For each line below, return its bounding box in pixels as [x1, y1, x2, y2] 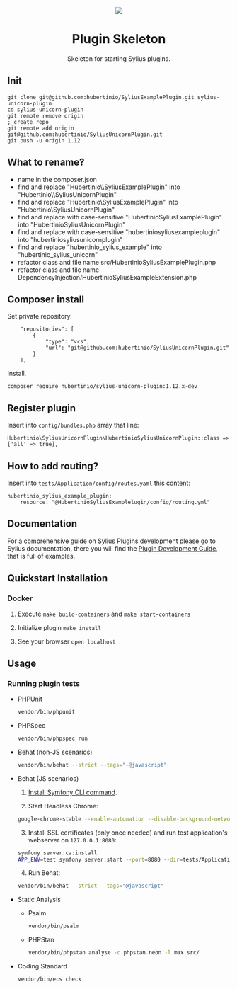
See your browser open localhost [17, 637, 116, 646]
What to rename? [7, 156, 85, 168]
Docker [7, 593, 33, 603]
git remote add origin [7, 125, 74, 132]
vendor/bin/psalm [28, 922, 80, 930]
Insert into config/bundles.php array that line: [7, 421, 139, 430]
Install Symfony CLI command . [28, 788, 117, 796]
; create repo [7, 118, 50, 125]
